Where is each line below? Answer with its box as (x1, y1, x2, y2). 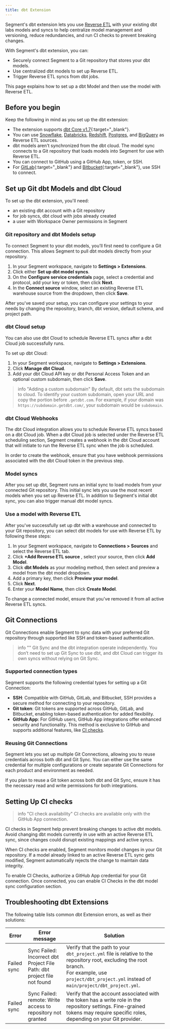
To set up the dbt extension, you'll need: (5, 198, 90, 204)
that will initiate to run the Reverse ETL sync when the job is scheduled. (5, 442, 154, 449)
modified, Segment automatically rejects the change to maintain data (5, 857, 149, 863)
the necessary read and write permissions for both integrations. (5, 783, 138, 789)
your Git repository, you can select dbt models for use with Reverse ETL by (5, 527, 161, 534)
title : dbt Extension (5, 7, 51, 13)
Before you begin (5, 103, 61, 112)
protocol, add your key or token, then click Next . (12, 279, 114, 286)
